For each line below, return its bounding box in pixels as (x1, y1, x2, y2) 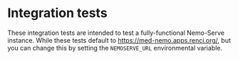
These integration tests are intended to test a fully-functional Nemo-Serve (7, 28, 224, 37)
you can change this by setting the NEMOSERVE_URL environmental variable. (7, 43, 223, 52)
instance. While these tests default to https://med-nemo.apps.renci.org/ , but (7, 36, 232, 44)
